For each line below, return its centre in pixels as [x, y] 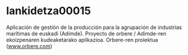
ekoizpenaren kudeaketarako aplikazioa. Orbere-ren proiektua [82, 40]
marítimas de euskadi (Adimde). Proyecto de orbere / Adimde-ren [86, 33]
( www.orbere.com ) [29, 46]
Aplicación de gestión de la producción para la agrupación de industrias [94, 27]
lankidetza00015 [49, 11]
